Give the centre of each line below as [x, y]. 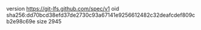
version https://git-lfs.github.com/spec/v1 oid [63, 9]
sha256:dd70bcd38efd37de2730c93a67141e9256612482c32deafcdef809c [101, 15]
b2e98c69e [21, 21]
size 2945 [49, 21]
